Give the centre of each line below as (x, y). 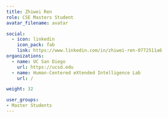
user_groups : (22, 100)
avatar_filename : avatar (37, 23)
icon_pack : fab (36, 45)
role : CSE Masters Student (40, 17)
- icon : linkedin (33, 40)
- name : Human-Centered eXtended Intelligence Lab (76, 72)
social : (16, 34)
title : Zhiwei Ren (29, 12)
